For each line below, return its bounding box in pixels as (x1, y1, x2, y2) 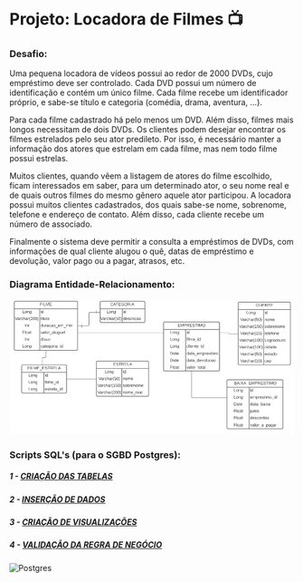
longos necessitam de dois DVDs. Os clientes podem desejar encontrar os (9, 124, 287, 135)
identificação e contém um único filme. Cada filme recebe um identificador (9, 87, 289, 98)
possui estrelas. (9, 153, 69, 164)
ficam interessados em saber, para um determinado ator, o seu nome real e (9, 180, 289, 191)
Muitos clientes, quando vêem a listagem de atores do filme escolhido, (9, 170, 273, 181)
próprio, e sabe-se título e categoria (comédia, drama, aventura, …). (9, 97, 262, 108)
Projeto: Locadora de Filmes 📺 (9, 9, 244, 30)
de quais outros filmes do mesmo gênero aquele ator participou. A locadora (9, 189, 292, 201)
